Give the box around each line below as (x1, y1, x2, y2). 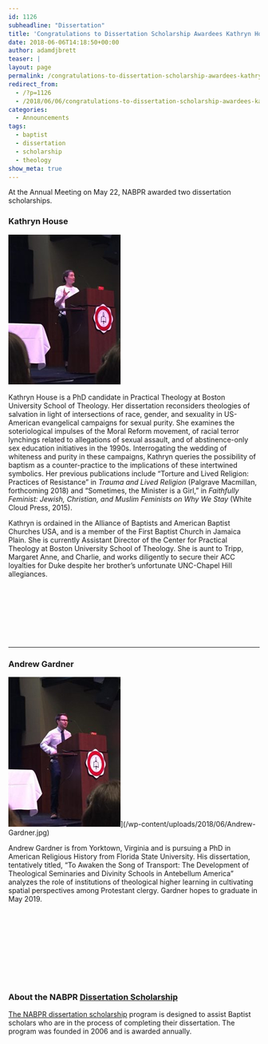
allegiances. (8, 569, 48, 578)
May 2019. (8, 894, 42, 903)
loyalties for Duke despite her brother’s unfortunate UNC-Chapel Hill (8, 560, 233, 570)
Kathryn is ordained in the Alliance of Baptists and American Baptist (8, 518, 231, 527)
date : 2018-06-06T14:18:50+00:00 (8, 38, 120, 46)
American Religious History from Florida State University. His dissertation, (8, 851, 250, 861)
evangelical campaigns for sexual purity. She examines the (41, 418, 235, 427)
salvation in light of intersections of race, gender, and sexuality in (8, 409, 223, 419)
